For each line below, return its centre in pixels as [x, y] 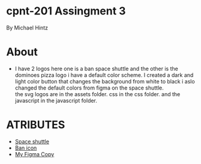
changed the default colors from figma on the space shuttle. [89, 88]
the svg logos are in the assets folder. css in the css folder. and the [97, 94]
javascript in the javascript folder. [56, 100]
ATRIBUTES [36, 125]
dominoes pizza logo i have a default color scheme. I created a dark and [104, 75]
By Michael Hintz [27, 28]
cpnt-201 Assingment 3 [66, 11]
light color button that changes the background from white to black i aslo [105, 81]
